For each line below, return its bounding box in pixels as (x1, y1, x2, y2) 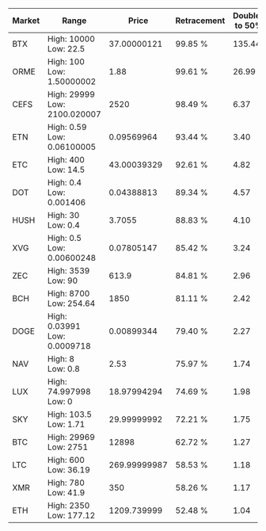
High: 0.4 (47, 178, 82, 188)
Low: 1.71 (47, 419, 85, 430)
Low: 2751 (47, 441, 89, 453)
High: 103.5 (47, 409, 93, 419)
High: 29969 (47, 432, 95, 442)
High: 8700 (47, 288, 90, 299)
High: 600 (47, 455, 85, 465)
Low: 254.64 (47, 298, 96, 308)
